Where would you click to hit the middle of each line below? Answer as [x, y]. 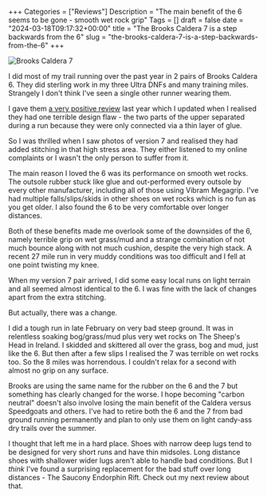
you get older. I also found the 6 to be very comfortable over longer [119, 207]
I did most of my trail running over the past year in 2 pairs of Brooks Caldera [133, 76]
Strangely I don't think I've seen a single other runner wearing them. [120, 93]
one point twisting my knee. [54, 265]
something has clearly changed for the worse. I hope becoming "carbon [127, 394]
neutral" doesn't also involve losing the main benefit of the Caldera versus [130, 403]
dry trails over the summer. [53, 428]
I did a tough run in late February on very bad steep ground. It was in [121, 328]
